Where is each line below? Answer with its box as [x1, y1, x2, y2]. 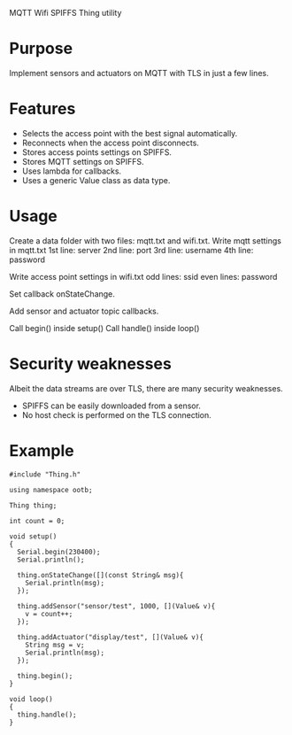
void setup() [9, 531, 58, 541]
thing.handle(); [17, 710, 77, 719]
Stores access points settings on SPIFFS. [21, 146, 173, 158]
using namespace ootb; [9, 485, 93, 494]
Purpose [9, 39, 73, 58]
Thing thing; [9, 500, 58, 510]
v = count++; [25, 609, 73, 618]
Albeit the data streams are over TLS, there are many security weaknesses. [9, 383, 283, 393]
